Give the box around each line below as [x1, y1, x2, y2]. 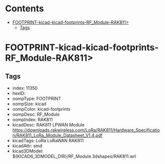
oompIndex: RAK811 [12, 117, 53, 123]
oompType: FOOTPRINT [12, 95, 61, 101]
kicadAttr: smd [12, 143, 42, 149]
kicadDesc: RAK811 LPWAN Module [12, 122, 85, 127]
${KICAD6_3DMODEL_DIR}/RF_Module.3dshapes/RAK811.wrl [12, 153, 136, 159]
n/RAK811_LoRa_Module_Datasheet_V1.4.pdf [12, 132, 103, 138]
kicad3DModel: [12, 148, 43, 154]
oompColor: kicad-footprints [12, 106, 71, 112]
